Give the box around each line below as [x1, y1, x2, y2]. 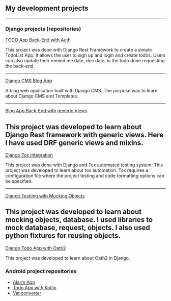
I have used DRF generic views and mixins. [5, 138, 144, 147]
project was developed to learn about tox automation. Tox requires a [5, 167, 149, 173]
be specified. [5, 178, 33, 184]
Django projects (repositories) [5, 25, 81, 32]
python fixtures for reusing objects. [5, 232, 121, 240]
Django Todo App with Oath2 [5, 245, 66, 251]
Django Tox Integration [5, 152, 53, 158]
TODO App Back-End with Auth [5, 37, 71, 43]
